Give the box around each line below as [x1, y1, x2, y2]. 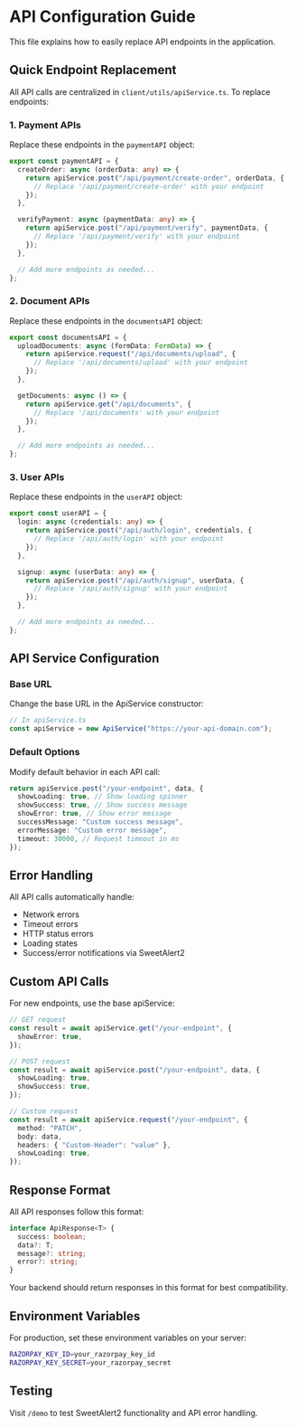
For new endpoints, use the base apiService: [9, 997, 176, 1009]
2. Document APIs [9, 295, 90, 307]
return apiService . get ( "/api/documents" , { [25, 400, 192, 409]
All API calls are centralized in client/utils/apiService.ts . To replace [9, 86, 271, 97]
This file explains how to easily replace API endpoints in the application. [9, 36, 276, 47]
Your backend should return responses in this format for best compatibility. [9, 1282, 289, 1293]
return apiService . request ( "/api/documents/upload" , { [25, 350, 237, 359]
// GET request [9, 1016, 67, 1025]
